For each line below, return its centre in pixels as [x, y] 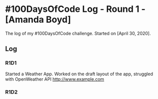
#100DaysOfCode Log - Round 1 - [75, 9]
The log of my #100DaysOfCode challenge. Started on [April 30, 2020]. [78, 33]
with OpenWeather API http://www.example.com [55, 79]
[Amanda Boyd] [38, 20]
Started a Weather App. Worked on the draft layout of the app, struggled [79, 74]
